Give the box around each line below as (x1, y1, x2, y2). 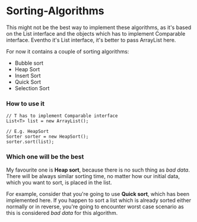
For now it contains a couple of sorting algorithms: (6, 47, 129, 55)
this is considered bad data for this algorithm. (6, 209, 118, 216)
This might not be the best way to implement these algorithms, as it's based (6, 24, 192, 31)
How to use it (6, 99, 45, 107)
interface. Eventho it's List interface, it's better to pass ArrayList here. (6, 36, 176, 43)
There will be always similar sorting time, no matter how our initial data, (6, 172, 180, 179)
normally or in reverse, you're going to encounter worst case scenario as (6, 203, 184, 210)
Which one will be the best (6, 153, 84, 161)
